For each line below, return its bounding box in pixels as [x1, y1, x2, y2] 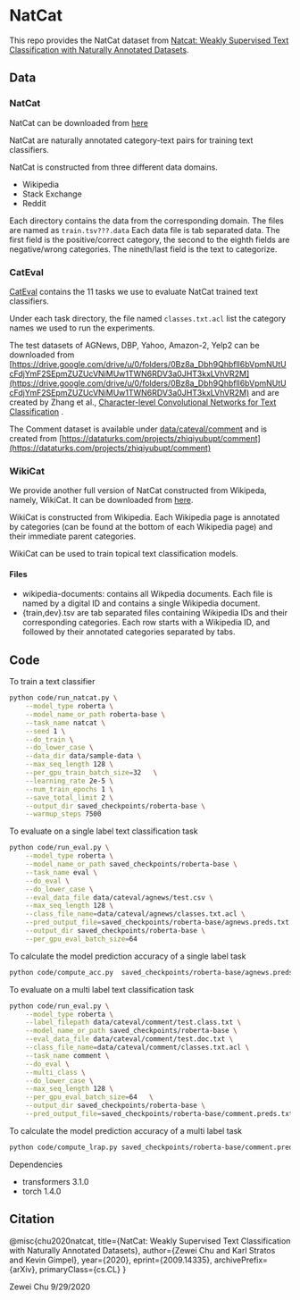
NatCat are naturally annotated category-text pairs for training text [9, 135, 254, 146]
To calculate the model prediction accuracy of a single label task [9, 951, 246, 961]
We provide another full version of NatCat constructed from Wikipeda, [9, 485, 267, 496]
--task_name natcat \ [25, 718, 105, 727]
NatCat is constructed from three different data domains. [9, 162, 219, 172]
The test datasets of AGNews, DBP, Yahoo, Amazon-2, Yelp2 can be [9, 340, 261, 350]
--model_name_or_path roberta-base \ [25, 709, 166, 719]
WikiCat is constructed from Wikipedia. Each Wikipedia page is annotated [9, 512, 280, 523]
